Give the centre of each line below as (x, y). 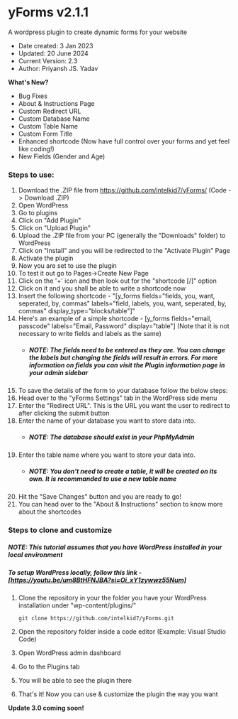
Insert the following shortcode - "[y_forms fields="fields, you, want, (117, 296)
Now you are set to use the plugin (68, 266)
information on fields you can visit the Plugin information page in (127, 365)
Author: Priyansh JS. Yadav (58, 68)
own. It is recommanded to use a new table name (103, 479)
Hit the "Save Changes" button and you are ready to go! (100, 497)
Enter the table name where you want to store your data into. (107, 455)
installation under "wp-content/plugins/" (77, 605)
